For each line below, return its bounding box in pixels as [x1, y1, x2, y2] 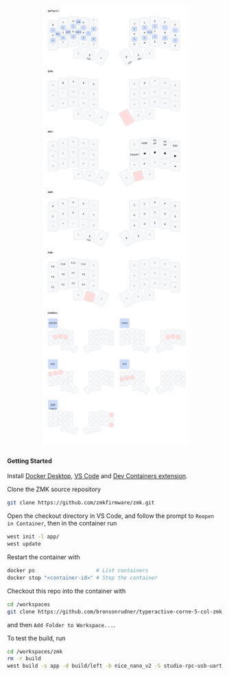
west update [7, 541, 41, 548]
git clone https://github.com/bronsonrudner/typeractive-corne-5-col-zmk [7, 608, 223, 615]
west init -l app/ [7, 533, 60, 541]
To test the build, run [7, 634, 66, 642]
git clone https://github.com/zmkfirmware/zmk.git [7, 499, 155, 506]
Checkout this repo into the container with [7, 587, 126, 595]
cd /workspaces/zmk [7, 648, 63, 655]
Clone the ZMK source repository [7, 485, 101, 493]
